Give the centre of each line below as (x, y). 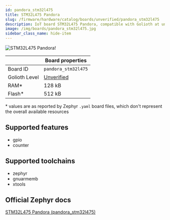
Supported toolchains (40, 161)
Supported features (37, 127)
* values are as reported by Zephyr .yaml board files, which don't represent (84, 106)
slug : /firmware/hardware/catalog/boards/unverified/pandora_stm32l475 (82, 19)
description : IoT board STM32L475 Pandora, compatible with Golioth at (82, 24)
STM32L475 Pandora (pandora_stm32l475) (51, 212)
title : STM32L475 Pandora (32, 15)
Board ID (18, 69)
